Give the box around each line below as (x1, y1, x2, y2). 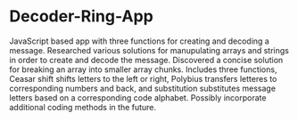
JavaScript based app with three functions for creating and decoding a (9, 36, 269, 46)
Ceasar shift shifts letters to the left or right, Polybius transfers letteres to (9, 73, 277, 84)
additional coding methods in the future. (9, 101, 157, 112)
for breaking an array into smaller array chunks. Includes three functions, (9, 64, 277, 75)
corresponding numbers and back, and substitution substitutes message (9, 83, 277, 93)
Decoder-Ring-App (9, 6, 153, 27)
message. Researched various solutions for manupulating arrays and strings (9, 44, 290, 55)
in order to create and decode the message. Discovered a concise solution (9, 54, 284, 65)
